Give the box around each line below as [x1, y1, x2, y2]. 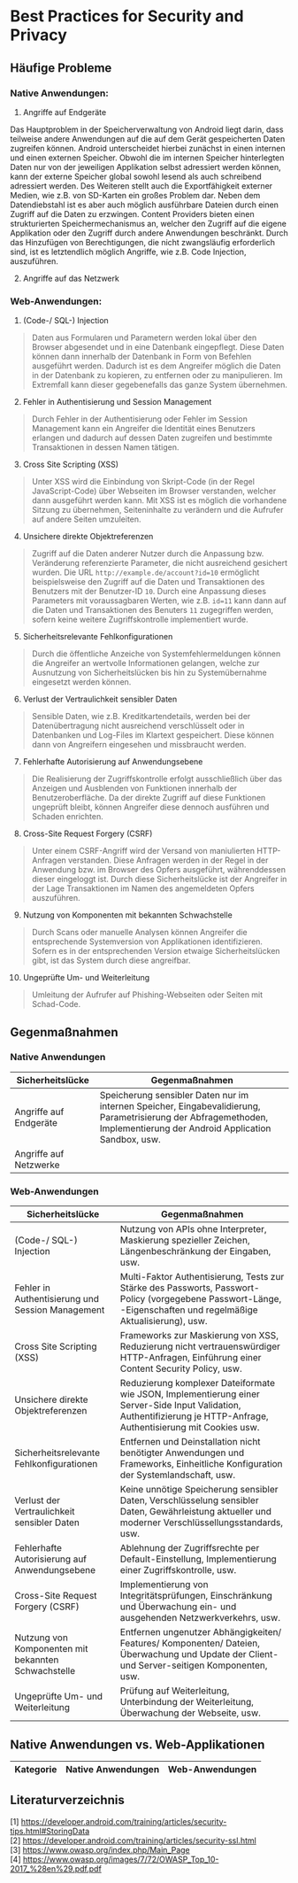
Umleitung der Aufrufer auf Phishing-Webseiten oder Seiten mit [31, 989, 264, 1000]
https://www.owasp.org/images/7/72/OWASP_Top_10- [22, 1854, 219, 1864]
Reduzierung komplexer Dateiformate [119, 1377, 276, 1390]
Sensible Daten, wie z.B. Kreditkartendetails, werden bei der [31, 711, 251, 722]
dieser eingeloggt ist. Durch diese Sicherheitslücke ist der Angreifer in [31, 874, 287, 885]
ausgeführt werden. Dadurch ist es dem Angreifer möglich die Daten [31, 360, 281, 371]
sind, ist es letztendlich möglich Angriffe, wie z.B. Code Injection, [10, 246, 247, 257]
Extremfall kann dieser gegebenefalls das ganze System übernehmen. [31, 379, 288, 391]
